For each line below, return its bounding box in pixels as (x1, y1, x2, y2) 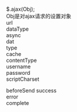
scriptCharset (6, 75, 40, 83)
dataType (6, 25, 29, 32)
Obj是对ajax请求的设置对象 (6, 12, 72, 19)
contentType (6, 57, 37, 64)
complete (6, 100, 30, 106)
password (6, 70, 31, 76)
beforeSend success (6, 87, 57, 94)
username (6, 63, 31, 70)
